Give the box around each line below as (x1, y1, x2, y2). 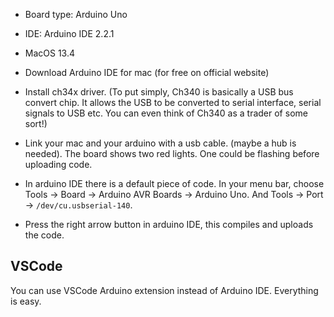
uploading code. (24, 159, 93, 170)
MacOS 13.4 (24, 47, 76, 59)
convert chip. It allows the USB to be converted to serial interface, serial (24, 97, 322, 108)
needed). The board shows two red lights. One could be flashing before (24, 148, 320, 159)
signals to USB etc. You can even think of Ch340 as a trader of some (24, 107, 308, 119)
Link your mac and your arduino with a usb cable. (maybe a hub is (24, 137, 297, 149)
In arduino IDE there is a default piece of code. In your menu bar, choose (24, 178, 325, 189)
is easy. (10, 295, 42, 307)
